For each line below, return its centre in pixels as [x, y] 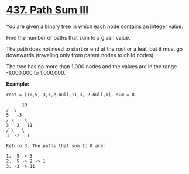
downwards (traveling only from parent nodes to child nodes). [80, 55]
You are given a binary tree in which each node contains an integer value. [94, 26]
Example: [18, 84]
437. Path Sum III [47, 10]
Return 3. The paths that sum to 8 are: [56, 146]
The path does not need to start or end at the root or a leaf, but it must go [94, 49]
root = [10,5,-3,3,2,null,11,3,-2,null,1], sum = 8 [70, 95]
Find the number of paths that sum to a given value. [68, 37]
